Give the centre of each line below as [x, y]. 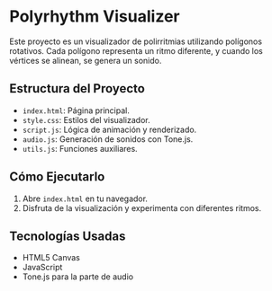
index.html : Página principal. [76, 110]
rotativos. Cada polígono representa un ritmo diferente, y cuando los [136, 50]
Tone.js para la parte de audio [77, 277]
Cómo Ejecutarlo [57, 177]
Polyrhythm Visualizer [95, 17]
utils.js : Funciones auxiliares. [80, 148]
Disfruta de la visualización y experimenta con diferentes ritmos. [142, 207]
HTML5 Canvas [51, 258]
